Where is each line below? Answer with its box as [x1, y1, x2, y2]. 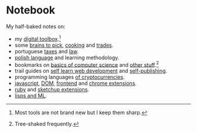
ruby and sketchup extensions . [14, 86, 90, 93]
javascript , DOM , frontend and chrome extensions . [14, 80, 137, 87]
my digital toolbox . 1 [14, 34, 62, 42]
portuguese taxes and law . [14, 47, 79, 54]
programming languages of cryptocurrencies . [14, 74, 125, 81]
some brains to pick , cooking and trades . [14, 42, 114, 49]
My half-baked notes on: [6, 23, 66, 30]
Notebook [6, 4, 56, 17]
